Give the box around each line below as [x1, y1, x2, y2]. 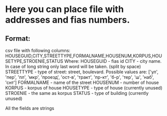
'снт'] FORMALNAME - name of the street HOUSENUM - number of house [5, 79, 159, 85]
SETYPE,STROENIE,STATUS [5, 58, 64, 64]
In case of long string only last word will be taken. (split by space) [5, 64, 141, 69]
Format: [5, 34, 31, 43]
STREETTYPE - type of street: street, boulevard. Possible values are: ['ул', [5, 69, 158, 75]
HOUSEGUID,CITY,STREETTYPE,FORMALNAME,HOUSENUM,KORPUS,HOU [5, 53, 162, 59]
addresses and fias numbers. [5, 14, 130, 26]
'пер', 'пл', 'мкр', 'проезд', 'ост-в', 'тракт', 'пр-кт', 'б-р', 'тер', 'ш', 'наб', [5, 74, 154, 80]
